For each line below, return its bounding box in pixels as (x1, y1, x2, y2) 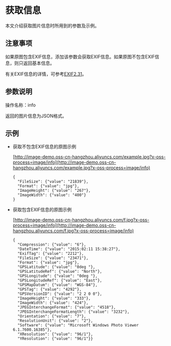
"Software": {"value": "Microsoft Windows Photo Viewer (17, 323, 139, 328)
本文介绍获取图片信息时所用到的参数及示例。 (5, 23, 100, 29)
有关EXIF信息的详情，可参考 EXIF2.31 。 (5, 71, 87, 77)
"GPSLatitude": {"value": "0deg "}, (17, 265, 95, 270)
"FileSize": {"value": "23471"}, (17, 255, 89, 261)
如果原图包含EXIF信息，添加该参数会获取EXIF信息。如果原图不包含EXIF (5, 53, 155, 59)
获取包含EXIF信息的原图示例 (12, 207, 72, 213)
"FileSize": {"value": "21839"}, (17, 179, 89, 184)
